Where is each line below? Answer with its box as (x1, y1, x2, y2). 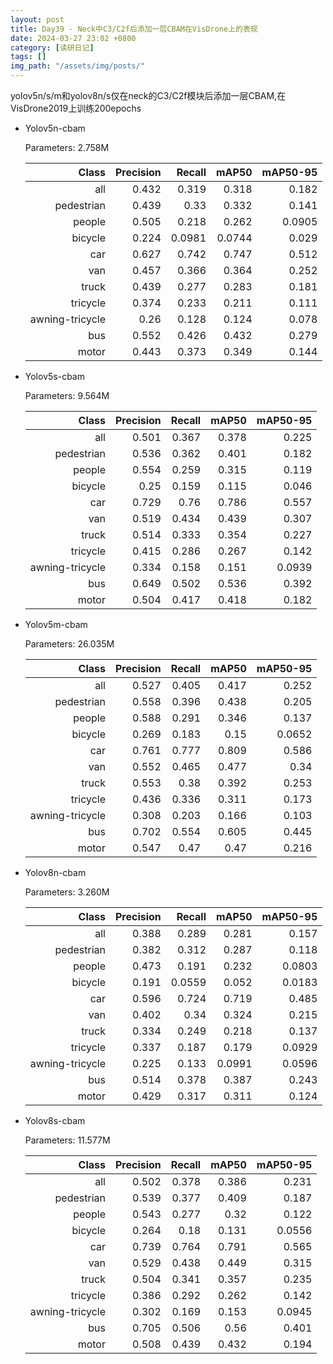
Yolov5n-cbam (24, 122, 86, 134)
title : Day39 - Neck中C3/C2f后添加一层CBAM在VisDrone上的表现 (10, 24, 258, 34)
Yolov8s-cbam (24, 1115, 86, 1126)
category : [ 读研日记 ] (10, 42, 95, 53)
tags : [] (10, 52, 47, 62)
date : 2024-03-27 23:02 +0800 (10, 33, 137, 43)
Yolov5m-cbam (24, 619, 88, 630)
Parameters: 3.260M (24, 886, 110, 898)
